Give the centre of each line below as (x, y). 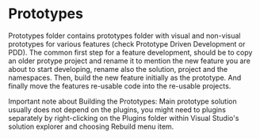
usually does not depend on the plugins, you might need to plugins (117, 109)
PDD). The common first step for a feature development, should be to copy (130, 52)
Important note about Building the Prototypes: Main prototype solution (123, 101)
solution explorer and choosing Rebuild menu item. (91, 126)
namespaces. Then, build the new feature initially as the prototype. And (125, 77)
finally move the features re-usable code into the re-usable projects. (120, 86)
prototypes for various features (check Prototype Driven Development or (127, 43)
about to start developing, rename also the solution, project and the (118, 69)
